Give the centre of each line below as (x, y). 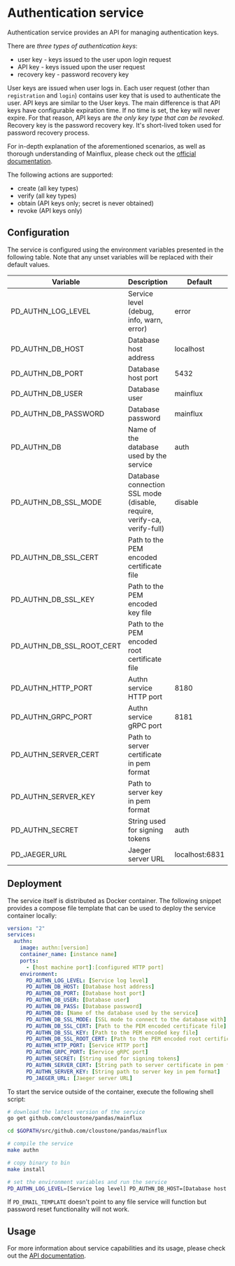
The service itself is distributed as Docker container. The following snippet (114, 900)
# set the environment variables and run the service (87, 1182)
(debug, (141, 311)
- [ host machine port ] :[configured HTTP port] (95, 967)
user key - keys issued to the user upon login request (94, 59)
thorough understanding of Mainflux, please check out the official (102, 154)
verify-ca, (145, 519)
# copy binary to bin (39, 1163)
